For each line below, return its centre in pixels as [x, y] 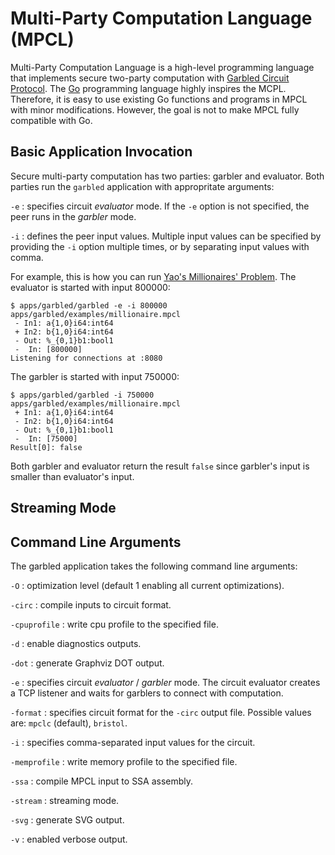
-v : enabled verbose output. [69, 839]
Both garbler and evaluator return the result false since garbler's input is [160, 466]
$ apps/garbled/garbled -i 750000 [82, 395]
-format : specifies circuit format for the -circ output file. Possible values [161, 712]
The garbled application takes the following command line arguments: [154, 566]
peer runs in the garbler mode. [73, 216]
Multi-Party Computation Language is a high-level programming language [162, 67]
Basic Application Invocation [101, 152]
